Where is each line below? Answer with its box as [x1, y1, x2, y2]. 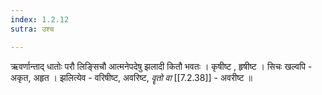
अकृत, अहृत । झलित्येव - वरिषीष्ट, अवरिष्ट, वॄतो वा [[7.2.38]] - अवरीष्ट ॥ [10, 71, 253, 83]
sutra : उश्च [10, 24, 55, 34]
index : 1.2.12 [10, 14, 70, 25]
